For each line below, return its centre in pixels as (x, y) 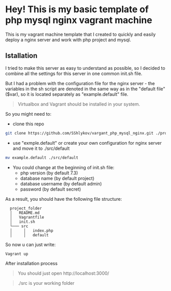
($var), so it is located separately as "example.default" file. (67, 94)
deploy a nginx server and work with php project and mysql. (68, 40)
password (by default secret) (51, 189)
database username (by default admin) (61, 183)
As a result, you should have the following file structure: (64, 199)
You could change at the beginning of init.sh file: (63, 167)
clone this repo (28, 124)
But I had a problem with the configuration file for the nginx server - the (80, 83)
